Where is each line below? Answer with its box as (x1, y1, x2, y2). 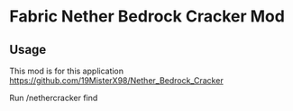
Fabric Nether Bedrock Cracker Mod (9, 6, 286, 27)
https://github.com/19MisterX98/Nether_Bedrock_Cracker (9, 75, 224, 86)
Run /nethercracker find (9, 92, 98, 103)
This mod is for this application (9, 65, 124, 76)
